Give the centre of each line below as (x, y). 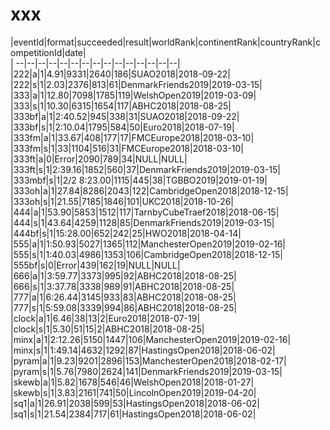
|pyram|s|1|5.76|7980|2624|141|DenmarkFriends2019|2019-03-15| (146, 371)
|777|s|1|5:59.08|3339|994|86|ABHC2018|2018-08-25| (124, 307)
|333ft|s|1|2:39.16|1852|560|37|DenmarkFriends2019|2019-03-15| (145, 169)
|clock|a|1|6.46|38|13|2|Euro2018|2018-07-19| (105, 318)
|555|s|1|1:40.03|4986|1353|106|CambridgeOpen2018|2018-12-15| (146, 254)
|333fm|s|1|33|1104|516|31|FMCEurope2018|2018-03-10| (127, 148)
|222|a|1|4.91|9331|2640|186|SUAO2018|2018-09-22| (120, 74)
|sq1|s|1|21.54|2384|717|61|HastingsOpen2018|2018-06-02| (133, 414)
